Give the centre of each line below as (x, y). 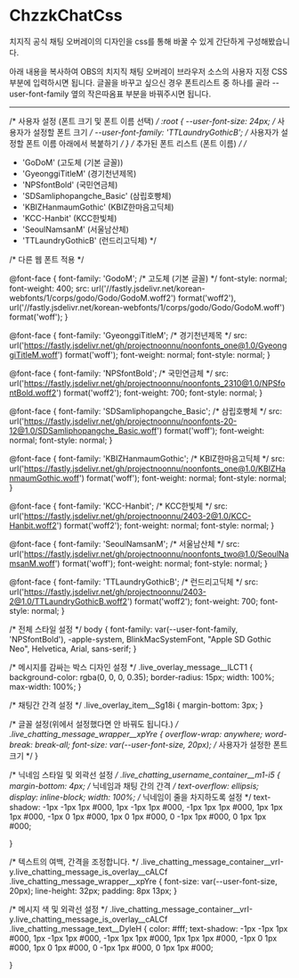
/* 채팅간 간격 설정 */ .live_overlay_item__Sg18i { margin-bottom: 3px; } (137, 705)
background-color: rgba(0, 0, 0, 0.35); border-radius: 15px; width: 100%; (142, 677)
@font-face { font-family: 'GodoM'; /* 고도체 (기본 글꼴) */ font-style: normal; (148, 278)
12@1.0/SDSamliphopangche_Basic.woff (83, 430)
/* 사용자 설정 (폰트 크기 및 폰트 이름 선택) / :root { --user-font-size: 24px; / (142, 120)
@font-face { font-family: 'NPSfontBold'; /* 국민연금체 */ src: (119, 373)
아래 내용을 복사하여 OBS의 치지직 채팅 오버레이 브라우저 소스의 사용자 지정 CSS (148, 71)
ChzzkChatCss (66, 16)
